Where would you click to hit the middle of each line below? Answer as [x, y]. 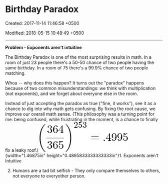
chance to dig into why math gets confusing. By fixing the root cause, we [80, 109]
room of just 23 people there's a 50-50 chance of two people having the [79, 62]
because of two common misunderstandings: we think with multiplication [80, 88]
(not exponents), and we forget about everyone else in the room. [72, 94]
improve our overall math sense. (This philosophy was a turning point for [80, 114]
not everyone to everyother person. [49, 176]
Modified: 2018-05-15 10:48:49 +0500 [44, 33]
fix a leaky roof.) [22, 150]
